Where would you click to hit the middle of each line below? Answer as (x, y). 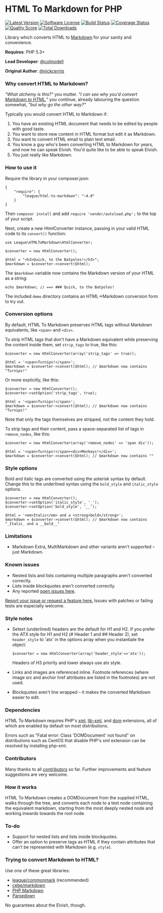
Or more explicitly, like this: (32, 380)
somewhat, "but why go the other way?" (46, 105)
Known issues (22, 565)
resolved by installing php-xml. (36, 746)
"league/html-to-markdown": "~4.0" (59, 196)
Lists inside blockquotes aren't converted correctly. (64, 586)
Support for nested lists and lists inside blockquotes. (65, 837)
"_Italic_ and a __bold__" (32, 524)
